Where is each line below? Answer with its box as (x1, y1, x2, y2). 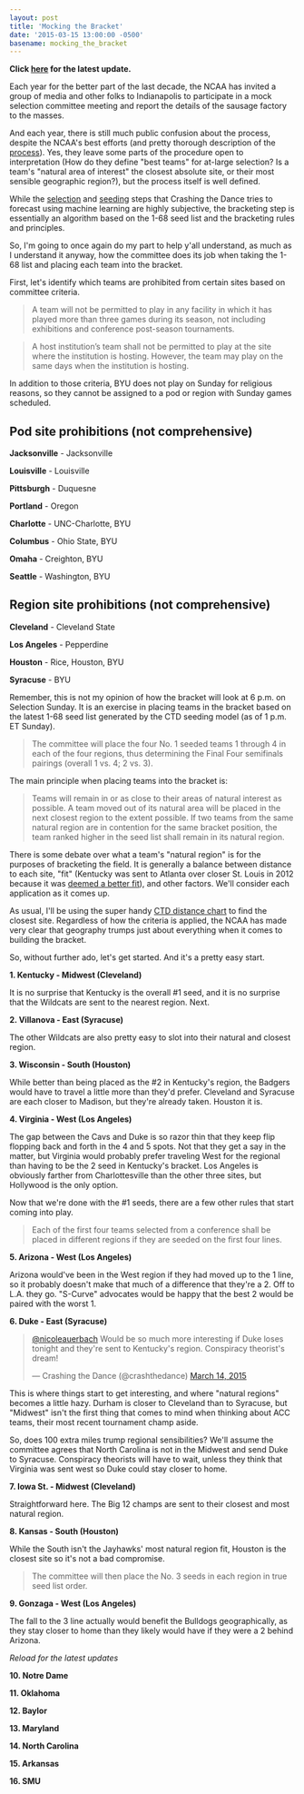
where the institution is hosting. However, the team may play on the (31, 351, 284, 362)
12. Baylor (9, 1705, 48, 1716)
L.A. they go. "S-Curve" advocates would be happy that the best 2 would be (9, 1288, 294, 1299)
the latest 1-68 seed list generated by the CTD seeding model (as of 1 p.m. (9, 710, 288, 722)
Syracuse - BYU (9, 674, 71, 685)
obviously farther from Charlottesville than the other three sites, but (9, 1169, 261, 1181)
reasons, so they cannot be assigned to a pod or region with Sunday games (9, 388, 292, 399)
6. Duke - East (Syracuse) (9, 1315, 108, 1326)
